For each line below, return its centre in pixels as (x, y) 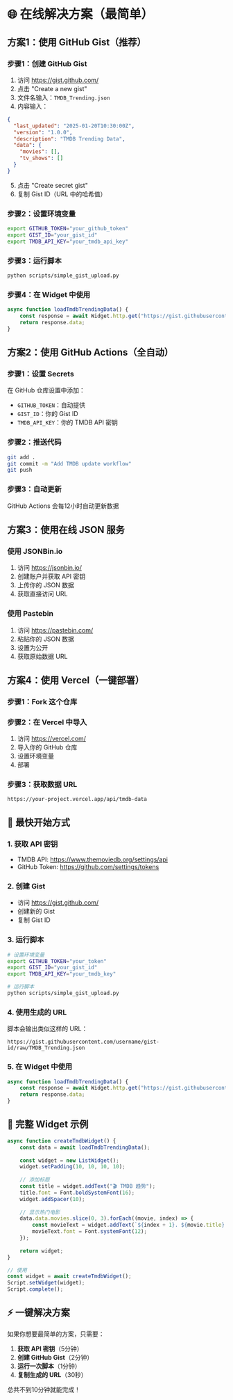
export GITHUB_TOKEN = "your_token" (57, 961)
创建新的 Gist (36, 912)
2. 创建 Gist (26, 886)
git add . (21, 457)
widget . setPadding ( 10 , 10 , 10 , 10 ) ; (73, 1167)
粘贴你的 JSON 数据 (45, 639)
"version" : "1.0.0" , (43, 132)
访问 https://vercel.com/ (52, 739)
